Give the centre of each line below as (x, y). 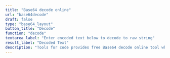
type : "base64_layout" (29, 24)
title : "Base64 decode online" (38, 10)
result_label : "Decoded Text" (37, 43)
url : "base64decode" (27, 15)
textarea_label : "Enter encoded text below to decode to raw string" (80, 38)
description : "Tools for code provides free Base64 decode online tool (82, 47)
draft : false (19, 19)
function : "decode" (26, 33)
